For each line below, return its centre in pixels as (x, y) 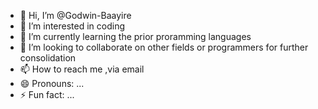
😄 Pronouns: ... (52, 83)
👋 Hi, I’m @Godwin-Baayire (75, 15)
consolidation (48, 58)
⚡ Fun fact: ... (47, 94)
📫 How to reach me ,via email (82, 69)
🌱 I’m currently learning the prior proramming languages (135, 36)
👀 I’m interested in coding (72, 26)
